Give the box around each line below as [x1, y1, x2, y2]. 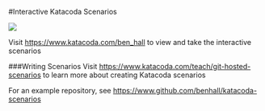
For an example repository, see [8, 86, 111, 95]
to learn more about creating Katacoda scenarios [43, 70, 206, 80]
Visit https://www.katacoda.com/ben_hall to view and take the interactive [8, 38, 252, 47]
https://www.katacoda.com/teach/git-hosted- [99, 62, 251, 71]
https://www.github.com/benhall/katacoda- [112, 86, 257, 95]
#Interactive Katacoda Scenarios [8, 7, 117, 16]
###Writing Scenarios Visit [8, 62, 98, 71]
